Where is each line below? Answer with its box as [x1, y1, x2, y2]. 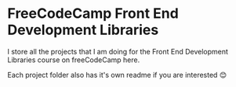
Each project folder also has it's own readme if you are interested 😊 [7, 70, 227, 79]
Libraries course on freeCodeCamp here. [7, 55, 140, 64]
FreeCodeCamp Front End [7, 5, 180, 23]
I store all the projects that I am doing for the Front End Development [7, 47, 229, 56]
